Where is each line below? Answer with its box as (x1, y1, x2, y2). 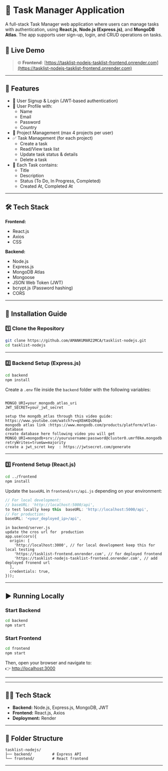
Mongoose (12, 274, 35, 280)
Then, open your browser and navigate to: (5, 659, 92, 665)
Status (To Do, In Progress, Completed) (19, 178, 101, 184)
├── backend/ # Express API (5, 752, 81, 757)
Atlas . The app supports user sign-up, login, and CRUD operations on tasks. (5, 32, 162, 38)
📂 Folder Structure (5, 734, 63, 742)
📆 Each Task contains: (12, 162, 58, 168)
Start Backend (5, 607, 41, 614)
